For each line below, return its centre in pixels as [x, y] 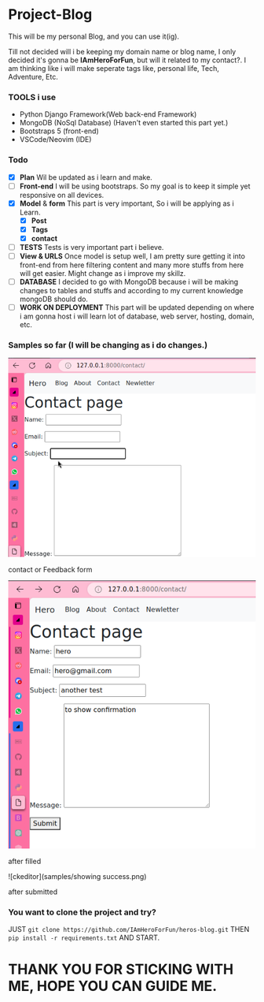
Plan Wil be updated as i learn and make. [86, 177]
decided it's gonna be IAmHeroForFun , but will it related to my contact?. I [127, 60]
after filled [25, 861]
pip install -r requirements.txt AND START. [84, 937]
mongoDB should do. [54, 299]
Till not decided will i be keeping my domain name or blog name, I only [122, 51]
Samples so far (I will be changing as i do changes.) [108, 345]
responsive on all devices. [62, 195]
